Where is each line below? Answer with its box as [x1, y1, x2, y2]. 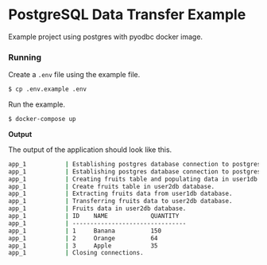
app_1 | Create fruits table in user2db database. [8, 182, 215, 190]
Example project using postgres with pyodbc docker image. [8, 32, 203, 41]
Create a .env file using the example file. [8, 70, 141, 80]
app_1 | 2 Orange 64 [8, 234, 158, 242]
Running [8, 52, 42, 63]
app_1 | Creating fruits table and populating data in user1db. [8, 175, 261, 183]
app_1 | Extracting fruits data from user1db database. [8, 189, 233, 198]
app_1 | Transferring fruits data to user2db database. [8, 197, 233, 205]
